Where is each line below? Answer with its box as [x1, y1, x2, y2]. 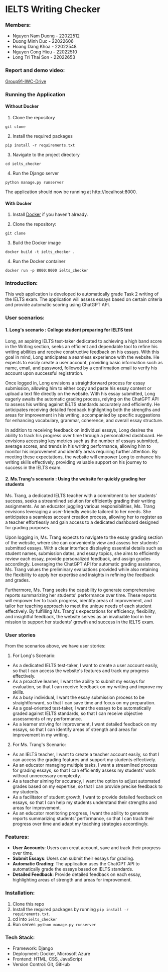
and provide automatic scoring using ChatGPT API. [5, 302, 110, 308]
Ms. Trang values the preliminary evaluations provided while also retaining [5, 566, 159, 572]
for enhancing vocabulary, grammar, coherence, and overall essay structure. [5, 417, 163, 423]
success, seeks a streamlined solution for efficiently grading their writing [5, 498, 155, 504]
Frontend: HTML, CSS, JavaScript [12, 956, 83, 962]
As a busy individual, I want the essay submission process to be [12, 694, 144, 700]
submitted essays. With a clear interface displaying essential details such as [5, 545, 162, 551]
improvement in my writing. [12, 732, 69, 738]
